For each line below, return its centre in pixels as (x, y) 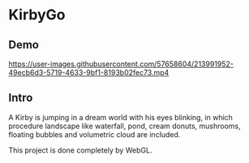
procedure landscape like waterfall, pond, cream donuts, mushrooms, (124, 126)
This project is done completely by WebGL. (80, 150)
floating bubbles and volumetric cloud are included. (94, 134)
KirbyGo (37, 15)
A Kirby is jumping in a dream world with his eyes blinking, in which (121, 117)
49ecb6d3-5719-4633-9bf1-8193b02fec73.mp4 (89, 73)
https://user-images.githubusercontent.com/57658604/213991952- (121, 64)
